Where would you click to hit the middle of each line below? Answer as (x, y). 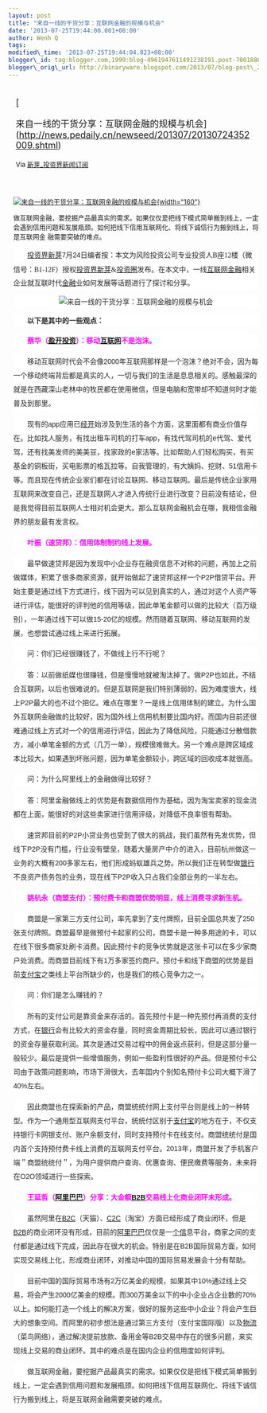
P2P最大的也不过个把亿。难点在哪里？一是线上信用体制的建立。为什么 (134, 703)
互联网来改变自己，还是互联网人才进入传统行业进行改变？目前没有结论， (132, 494)
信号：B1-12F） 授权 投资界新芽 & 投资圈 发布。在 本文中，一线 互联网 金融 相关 (134, 269)
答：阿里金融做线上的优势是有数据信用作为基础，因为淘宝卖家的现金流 (141, 800)
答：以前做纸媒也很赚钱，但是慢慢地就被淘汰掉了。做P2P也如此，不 (138, 675)
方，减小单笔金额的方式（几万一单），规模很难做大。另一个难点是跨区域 (130, 744)
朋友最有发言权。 (55, 521)
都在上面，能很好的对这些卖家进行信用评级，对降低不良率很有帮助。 (124, 814)
